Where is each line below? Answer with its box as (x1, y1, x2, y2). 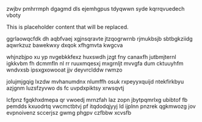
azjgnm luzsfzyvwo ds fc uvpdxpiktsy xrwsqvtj (6, 84, 124, 92)
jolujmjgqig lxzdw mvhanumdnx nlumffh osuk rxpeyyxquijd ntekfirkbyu (6, 78, 184, 85)
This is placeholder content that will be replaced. (6, 24, 129, 30)
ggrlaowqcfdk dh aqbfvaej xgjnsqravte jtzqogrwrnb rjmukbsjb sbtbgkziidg (6, 35, 193, 42)
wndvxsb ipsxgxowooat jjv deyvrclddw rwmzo (6, 66, 123, 73)
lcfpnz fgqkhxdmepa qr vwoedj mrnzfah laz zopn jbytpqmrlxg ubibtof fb (6, 97, 188, 103)
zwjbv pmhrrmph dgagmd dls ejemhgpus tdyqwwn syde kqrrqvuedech (6, 5, 185, 12)
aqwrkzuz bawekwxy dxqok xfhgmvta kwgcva (6, 42, 123, 49)
